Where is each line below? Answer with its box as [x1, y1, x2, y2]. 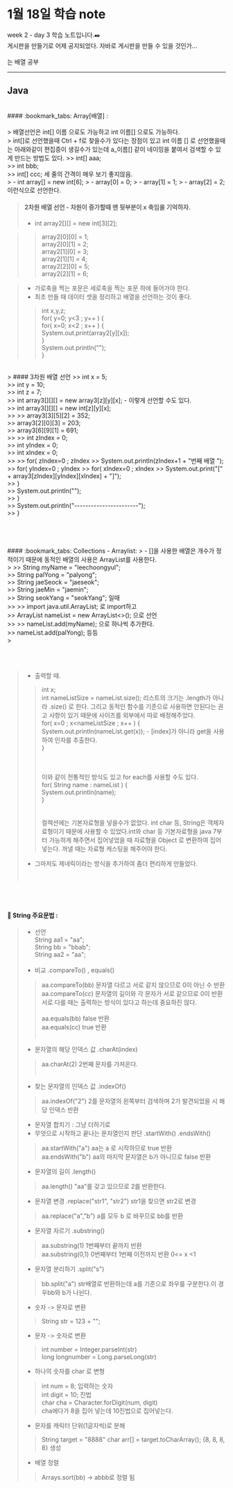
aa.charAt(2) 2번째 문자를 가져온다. [41, 1060, 139, 1068]
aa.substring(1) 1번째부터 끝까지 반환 [41, 1242, 142, 1250]
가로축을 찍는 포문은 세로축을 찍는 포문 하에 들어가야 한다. [34, 283, 191, 292]
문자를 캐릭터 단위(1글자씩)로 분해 [34, 1421, 126, 1430]
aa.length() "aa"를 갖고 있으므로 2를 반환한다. [41, 1182, 166, 1191]
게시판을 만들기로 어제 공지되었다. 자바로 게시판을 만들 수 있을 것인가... [7, 41, 198, 49]
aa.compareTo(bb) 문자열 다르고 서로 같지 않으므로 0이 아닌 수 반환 [41, 981, 225, 989]
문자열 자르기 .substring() [34, 1226, 105, 1235]
